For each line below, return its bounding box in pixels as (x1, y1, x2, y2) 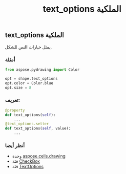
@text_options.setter (5, 121, 49, 127)
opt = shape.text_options (5, 76, 58, 81)
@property (5, 108, 25, 113)
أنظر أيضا (5, 142, 25, 149)
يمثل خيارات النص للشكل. (5, 44, 52, 50)
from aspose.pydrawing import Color (5, 67, 80, 72)
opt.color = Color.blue (5, 81, 54, 86)
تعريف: (5, 97, 21, 104)
